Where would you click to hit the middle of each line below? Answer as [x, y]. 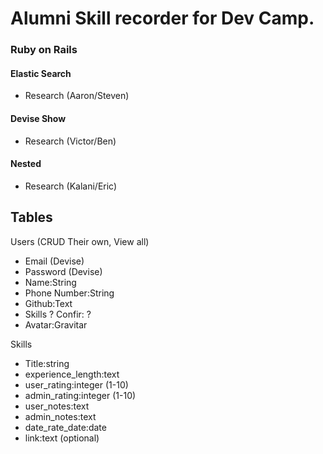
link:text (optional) [62, 438]
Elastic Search [41, 73]
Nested [26, 164]
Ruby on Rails [44, 50]
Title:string [47, 363]
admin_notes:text [60, 416]
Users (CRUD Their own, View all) [80, 241]
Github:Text [48, 303]
